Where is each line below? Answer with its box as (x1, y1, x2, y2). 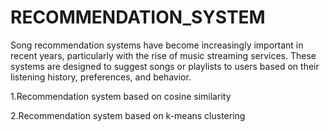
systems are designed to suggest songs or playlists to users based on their (10, 60, 320, 72)
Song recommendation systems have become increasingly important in (10, 39, 304, 51)
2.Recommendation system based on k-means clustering (10, 109, 246, 121)
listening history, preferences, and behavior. (10, 71, 192, 83)
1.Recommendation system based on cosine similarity (10, 90, 232, 102)
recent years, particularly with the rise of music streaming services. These (10, 49, 317, 61)
